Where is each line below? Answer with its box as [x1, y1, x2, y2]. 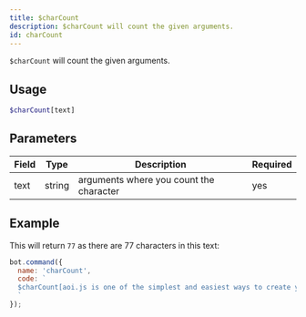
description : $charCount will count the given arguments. [9, 22, 234, 31]
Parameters [9, 131, 77, 147]
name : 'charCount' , [17, 266, 92, 275]
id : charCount [9, 30, 64, 39]
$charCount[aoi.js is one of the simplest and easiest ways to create [17, 283, 291, 292]
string [44, 179, 70, 191]
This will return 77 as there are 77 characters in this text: [9, 240, 220, 251]
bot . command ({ [9, 257, 64, 267]
